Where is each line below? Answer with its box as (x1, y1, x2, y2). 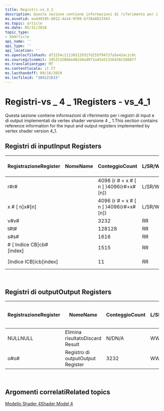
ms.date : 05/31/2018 (5, 25, 47, 30)
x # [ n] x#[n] (7, 203, 37, 210)
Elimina (65, 329, 82, 336)
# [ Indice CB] (7, 241, 40, 248)
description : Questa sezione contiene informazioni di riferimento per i (5, 12, 159, 17)
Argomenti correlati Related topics (5, 388, 111, 396)
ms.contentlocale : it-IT (5, 66, 56, 71)
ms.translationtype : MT (5, 62, 54, 66)
